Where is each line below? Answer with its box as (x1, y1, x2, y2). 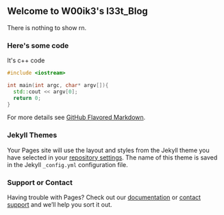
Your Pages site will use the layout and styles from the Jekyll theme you (7, 146, 210, 154)
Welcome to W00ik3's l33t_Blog (7, 5, 149, 17)
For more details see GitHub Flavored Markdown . (7, 113, 146, 122)
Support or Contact (7, 177, 73, 187)
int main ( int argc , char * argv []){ (7, 81, 109, 88)
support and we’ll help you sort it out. (7, 201, 112, 209)
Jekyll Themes (7, 130, 58, 140)
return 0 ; (13, 94, 41, 101)
